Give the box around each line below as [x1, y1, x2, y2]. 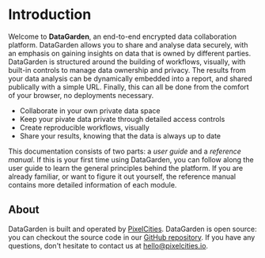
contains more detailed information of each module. [8, 180, 177, 189]
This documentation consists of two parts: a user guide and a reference [8, 146, 241, 156]
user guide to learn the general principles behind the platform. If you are [8, 163, 244, 173]
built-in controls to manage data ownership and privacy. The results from [8, 65, 247, 74]
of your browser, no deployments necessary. [8, 90, 154, 100]
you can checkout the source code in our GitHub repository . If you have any [8, 232, 256, 242]
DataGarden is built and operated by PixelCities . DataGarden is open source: [8, 224, 257, 233]
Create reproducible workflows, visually [19, 123, 150, 132]
